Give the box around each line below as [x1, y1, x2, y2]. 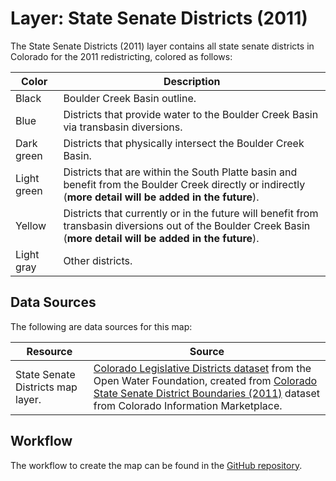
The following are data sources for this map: [10, 320, 193, 332]
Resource [26, 344, 73, 358]
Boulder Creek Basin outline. [63, 91, 197, 105]
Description [163, 74, 221, 88]
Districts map [15, 380, 78, 394]
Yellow [15, 218, 47, 232]
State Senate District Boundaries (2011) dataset [93, 386, 320, 400]
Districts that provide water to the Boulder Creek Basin [63, 107, 319, 121]
